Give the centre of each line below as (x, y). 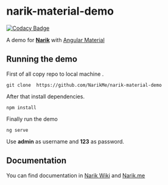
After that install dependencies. (46, 96)
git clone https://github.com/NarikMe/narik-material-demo (84, 85)
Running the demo (42, 59)
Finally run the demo (32, 119)
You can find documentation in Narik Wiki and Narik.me (76, 175)
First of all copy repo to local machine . (55, 74)
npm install (21, 107)
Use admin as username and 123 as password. (65, 141)
